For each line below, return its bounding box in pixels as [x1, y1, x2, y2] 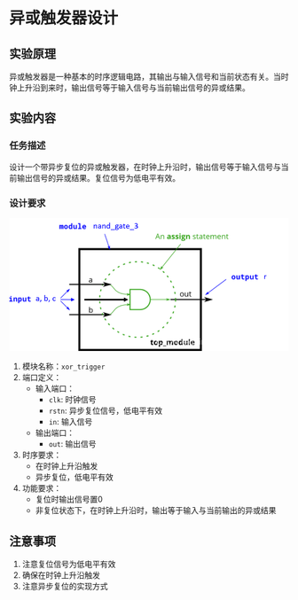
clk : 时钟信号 [48, 394, 97, 405]
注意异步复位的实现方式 [21, 581, 108, 591]
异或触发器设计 [9, 8, 119, 28]
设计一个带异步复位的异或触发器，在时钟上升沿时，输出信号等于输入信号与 [9, 161, 281, 172]
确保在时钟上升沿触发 [21, 569, 100, 581]
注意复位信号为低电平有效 [21, 558, 116, 569]
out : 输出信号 [48, 439, 97, 449]
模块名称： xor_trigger [21, 361, 106, 372]
